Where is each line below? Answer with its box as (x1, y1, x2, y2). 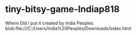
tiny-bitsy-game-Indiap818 (5, 3, 120, 15)
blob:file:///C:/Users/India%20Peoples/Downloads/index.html (5, 25, 131, 31)
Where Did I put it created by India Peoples (5, 20, 93, 26)
